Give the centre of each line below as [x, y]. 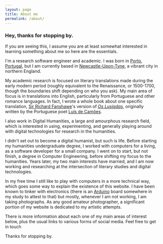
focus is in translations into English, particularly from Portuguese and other [80, 96]
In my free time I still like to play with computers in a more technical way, [78, 181]
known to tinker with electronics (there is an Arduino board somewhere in [79, 191]
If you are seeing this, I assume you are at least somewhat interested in [76, 46]
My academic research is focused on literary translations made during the [79, 80]
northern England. [23, 71]
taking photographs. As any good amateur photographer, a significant [75, 202]
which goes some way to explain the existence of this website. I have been [80, 186]
